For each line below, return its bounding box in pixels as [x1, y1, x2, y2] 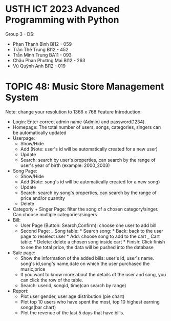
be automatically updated [12, 129, 67, 136]
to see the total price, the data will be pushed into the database [20, 244, 154, 250]
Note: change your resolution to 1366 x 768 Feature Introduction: [5, 108, 142, 115]
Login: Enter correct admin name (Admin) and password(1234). [12, 119, 146, 125]
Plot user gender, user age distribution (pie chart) [20, 293, 125, 299]
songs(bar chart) [20, 304, 56, 310]
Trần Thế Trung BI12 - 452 [12, 46, 69, 52]
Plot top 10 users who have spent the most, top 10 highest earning [20, 298, 160, 305]
